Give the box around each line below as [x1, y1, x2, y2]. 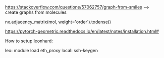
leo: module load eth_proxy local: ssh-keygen [5, 48, 98, 53]
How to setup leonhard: [5, 38, 53, 44]
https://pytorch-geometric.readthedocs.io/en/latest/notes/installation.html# [5, 29, 159, 34]
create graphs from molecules [5, 9, 67, 15]
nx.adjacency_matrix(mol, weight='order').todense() [5, 19, 111, 25]
